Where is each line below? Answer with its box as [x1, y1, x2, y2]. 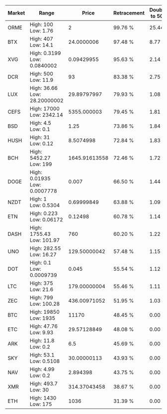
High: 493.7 [29, 380, 58, 387]
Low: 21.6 [29, 286, 54, 293]
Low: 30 [29, 387, 49, 393]
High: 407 [29, 35, 54, 42]
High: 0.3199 [29, 50, 61, 56]
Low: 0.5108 [29, 358, 60, 365]
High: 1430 [29, 395, 57, 401]
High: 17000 [29, 105, 60, 112]
